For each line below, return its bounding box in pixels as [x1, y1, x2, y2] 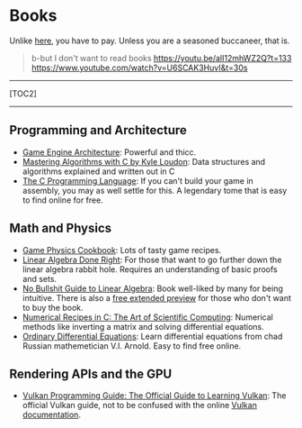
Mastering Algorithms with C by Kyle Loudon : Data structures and [22, 156, 266, 167]
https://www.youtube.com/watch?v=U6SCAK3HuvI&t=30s [31, 62, 248, 73]
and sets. [22, 273, 57, 284]
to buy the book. [22, 302, 84, 313]
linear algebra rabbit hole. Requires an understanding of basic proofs [22, 263, 278, 275]
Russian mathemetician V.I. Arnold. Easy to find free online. [22, 340, 242, 351]
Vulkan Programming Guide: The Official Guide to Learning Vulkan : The [22, 390, 287, 401]
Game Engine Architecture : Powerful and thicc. [22, 146, 197, 158]
